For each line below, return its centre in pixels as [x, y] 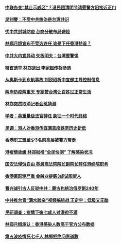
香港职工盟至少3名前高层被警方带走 [41, 140]
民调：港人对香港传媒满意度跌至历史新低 [45, 128]
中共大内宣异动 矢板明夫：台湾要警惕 [42, 56]
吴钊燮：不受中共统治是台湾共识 [37, 19]
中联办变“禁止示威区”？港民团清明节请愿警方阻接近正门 [61, 7]
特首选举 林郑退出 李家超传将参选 [38, 68]
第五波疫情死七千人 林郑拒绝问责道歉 [42, 236]
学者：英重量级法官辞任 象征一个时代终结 [46, 116]
